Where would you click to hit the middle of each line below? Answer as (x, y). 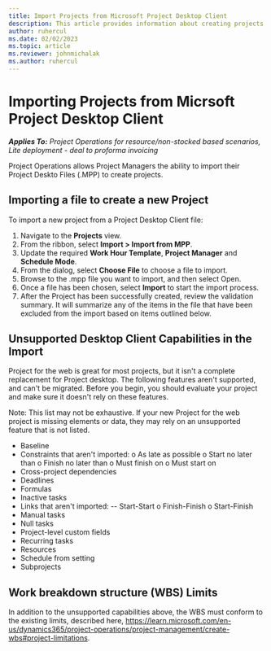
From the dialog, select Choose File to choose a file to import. (124, 270)
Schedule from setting (57, 558)
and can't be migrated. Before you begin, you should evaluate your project (133, 388)
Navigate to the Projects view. (71, 235)
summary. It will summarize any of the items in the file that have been (136, 304)
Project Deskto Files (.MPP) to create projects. (86, 174)
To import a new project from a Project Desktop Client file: (106, 220)
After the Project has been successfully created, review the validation (137, 296)
